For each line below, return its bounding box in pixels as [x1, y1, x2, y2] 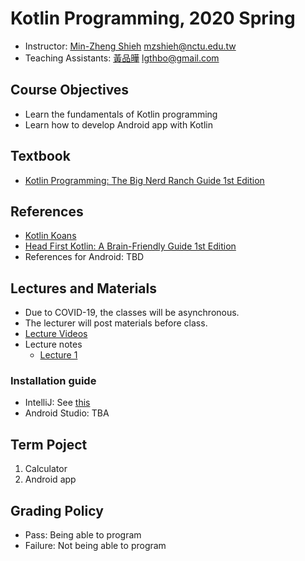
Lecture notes [24, 338, 83, 351]
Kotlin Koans [24, 230, 77, 242]
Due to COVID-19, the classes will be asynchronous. [24, 307, 240, 319]
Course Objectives [10, 82, 130, 99]
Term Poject [10, 436, 88, 453]
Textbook [10, 148, 71, 165]
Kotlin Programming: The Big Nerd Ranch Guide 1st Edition [24, 174, 265, 186]
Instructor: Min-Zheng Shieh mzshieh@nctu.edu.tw [24, 40, 237, 52]
